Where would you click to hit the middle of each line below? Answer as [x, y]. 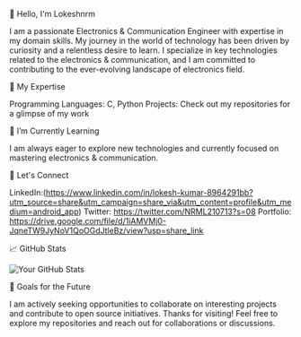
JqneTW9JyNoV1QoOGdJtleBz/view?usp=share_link [106, 230]
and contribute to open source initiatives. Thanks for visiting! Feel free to [144, 313]
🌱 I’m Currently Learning [54, 131]
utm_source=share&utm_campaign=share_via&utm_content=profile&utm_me [150, 202]
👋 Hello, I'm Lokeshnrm [53, 14]
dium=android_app [44, 212]
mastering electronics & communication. [84, 158]
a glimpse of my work [49, 113]
